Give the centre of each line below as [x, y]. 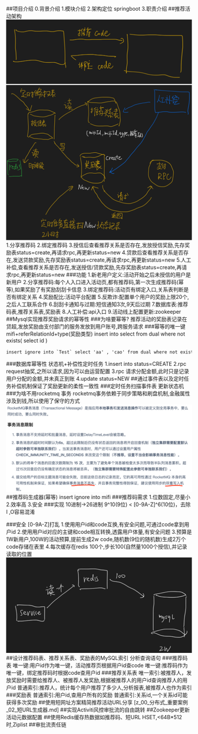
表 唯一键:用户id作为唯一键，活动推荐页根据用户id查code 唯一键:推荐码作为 [97, 665]
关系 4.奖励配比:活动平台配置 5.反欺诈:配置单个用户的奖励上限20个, [108, 297]
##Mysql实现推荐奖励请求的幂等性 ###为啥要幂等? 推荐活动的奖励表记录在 [97, 319]
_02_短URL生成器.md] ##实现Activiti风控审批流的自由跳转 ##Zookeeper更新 [98, 710]
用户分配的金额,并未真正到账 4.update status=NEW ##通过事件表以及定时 [95, 379]
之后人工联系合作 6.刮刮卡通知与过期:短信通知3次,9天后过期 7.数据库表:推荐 [97, 304]
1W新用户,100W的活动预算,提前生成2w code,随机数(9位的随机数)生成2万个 [96, 539]
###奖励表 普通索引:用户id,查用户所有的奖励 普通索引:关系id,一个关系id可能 [97, 695]
